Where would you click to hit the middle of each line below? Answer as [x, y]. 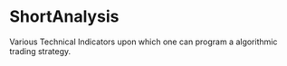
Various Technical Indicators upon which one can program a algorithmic [143, 42]
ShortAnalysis [64, 17]
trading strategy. [40, 51]
